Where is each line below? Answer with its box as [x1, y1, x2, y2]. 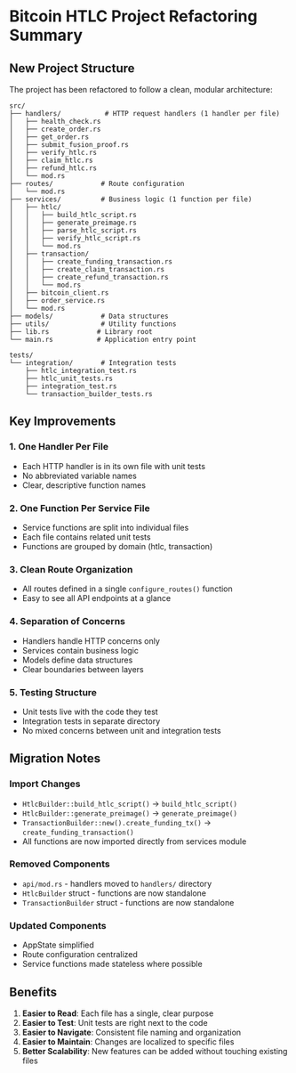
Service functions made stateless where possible [21, 959, 203, 970]
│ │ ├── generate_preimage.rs [9, 218, 138, 227]
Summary [9, 25, 83, 45]
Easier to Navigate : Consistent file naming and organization [21, 1027, 242, 1037]
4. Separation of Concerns [9, 615, 126, 628]
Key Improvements [9, 414, 116, 429]
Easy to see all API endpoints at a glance [21, 593, 172, 604]
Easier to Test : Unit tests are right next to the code [21, 1017, 208, 1028]
